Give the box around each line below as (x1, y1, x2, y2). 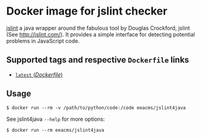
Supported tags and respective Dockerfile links (6, 55, 189, 65)
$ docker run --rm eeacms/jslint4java (6, 127, 104, 133)
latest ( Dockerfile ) (15, 71, 63, 78)
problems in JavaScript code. (6, 37, 80, 44)
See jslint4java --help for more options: (6, 115, 105, 123)
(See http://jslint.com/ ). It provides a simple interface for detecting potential (6, 30, 196, 38)
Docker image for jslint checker (6, 4, 168, 18)
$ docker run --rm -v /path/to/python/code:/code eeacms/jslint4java (6, 104, 186, 110)
